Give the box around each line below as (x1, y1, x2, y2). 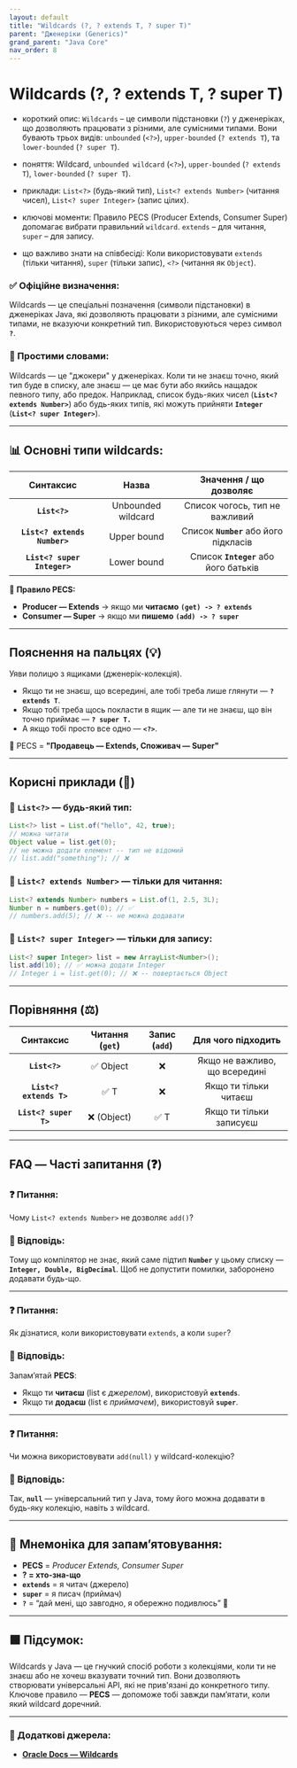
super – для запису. (21, 231, 95, 242)
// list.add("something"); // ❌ (9, 854, 130, 863)
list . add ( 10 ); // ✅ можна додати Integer (9, 961, 166, 970)
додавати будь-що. (9, 1273, 82, 1283)
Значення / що (200, 473, 265, 486)
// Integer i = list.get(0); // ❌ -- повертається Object (9, 970, 228, 978)
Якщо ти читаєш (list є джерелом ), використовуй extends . (21, 1387, 240, 1398)
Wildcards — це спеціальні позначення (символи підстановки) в (9, 300, 251, 310)
